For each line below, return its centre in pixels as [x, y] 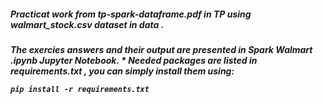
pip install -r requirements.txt [80, 89]
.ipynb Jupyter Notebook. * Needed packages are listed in [134, 60]
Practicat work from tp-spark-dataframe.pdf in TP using [131, 14]
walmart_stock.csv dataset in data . [87, 24]
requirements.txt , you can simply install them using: [122, 71]
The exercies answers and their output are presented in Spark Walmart [161, 49]
